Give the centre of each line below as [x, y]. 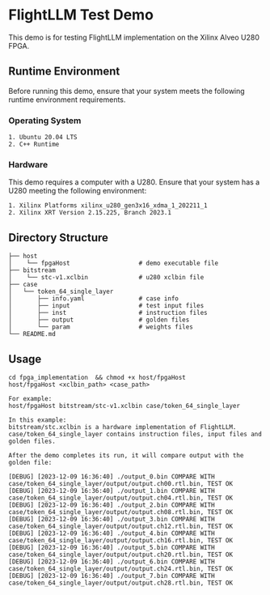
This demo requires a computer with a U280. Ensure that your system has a [134, 182]
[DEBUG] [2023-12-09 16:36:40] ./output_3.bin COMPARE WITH [112, 519]
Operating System [45, 121]
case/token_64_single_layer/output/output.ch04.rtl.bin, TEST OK [120, 498]
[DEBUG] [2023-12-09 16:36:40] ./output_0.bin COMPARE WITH [112, 476]
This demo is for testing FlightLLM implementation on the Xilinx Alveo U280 [134, 37]
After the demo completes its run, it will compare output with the [126, 455]
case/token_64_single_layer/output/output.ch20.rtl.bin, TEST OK [120, 555]
